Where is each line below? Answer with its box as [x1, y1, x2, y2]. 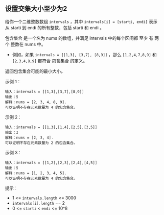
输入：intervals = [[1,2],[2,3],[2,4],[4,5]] [5, 160, 97, 165]
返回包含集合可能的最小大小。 [5, 68, 65, 74]
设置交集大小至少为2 [5, 4, 68, 13]
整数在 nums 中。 [10, 41, 46, 47]
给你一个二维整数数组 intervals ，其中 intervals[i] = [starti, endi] [5, 19, 148, 24]
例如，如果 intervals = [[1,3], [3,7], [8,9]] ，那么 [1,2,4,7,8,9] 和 [12, 51, 157, 57]
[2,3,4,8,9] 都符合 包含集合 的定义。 [12, 58, 88, 64]
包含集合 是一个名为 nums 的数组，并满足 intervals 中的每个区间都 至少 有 [5, 35, 153, 41]
